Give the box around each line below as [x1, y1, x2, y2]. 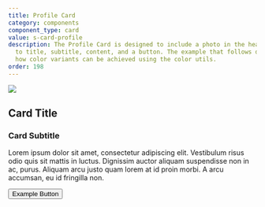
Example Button [12, 190, 59, 198]
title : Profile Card [8, 11, 77, 20]
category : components [8, 19, 80, 27]
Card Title [8, 107, 58, 120]
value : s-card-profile [8, 33, 83, 42]
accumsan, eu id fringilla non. [8, 173, 104, 183]
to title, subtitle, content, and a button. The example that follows [15, 48, 252, 56]
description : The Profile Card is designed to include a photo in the [8, 41, 245, 49]
